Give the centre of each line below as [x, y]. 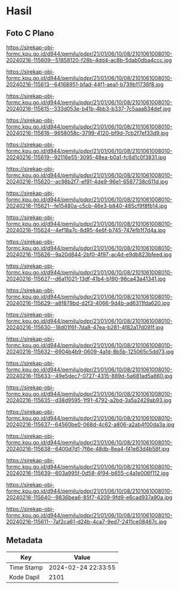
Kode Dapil [24, 577]
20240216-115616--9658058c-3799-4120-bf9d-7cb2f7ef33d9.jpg [87, 133]
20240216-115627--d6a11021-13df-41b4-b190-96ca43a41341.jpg [86, 279]
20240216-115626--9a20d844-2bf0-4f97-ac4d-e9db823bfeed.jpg [89, 254]
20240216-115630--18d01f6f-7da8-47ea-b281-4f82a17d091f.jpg [85, 327]
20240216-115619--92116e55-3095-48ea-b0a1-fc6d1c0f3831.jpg [86, 157]
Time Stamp [26, 567]
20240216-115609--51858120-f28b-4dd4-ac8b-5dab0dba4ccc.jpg [89, 60]
